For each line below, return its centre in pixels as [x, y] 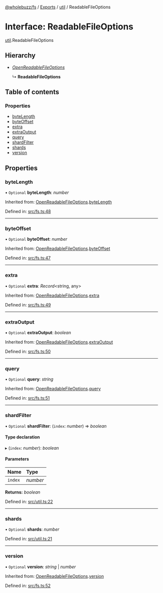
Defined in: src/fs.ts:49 [28, 305]
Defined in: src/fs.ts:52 [28, 585]
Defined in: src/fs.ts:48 [28, 211]
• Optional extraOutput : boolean [38, 333]
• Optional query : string [29, 379]
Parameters [17, 459]
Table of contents [32, 92]
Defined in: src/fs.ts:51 [27, 398]
